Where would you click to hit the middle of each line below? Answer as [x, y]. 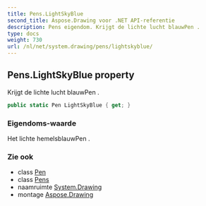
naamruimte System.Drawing [60, 187]
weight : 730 [25, 40]
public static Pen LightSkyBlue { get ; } [69, 105]
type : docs [23, 34]
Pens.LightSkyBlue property [71, 75]
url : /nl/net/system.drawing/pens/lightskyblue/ [80, 47]
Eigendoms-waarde [42, 123]
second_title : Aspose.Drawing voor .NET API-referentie [91, 20]
